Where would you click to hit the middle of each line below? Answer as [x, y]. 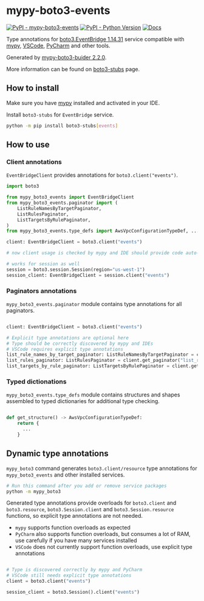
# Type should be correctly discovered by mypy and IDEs [80, 344]
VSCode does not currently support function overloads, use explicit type [104, 547]
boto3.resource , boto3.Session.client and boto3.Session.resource [90, 509]
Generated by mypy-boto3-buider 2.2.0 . [56, 57]
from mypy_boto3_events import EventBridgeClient [70, 197]
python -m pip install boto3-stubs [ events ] [62, 126]
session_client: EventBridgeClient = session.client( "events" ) [88, 275]
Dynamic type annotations [58, 454]
